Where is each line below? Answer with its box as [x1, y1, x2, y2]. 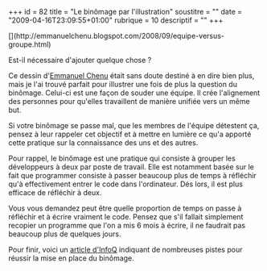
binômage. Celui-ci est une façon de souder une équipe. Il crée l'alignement [8, 88, 261, 98]
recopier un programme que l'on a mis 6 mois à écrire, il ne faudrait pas [8, 221, 246, 230]
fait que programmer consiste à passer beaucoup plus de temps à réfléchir [8, 171, 257, 180]
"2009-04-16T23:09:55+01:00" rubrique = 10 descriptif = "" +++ [8, 15, 224, 25]
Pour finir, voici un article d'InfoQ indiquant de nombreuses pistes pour [8, 245, 243, 254]
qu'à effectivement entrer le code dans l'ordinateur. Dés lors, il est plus [8, 179, 244, 189]
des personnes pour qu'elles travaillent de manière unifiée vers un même [8, 97, 251, 106]
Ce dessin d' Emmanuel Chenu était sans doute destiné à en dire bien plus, [8, 71, 255, 80]
